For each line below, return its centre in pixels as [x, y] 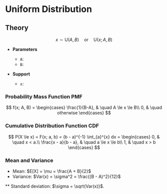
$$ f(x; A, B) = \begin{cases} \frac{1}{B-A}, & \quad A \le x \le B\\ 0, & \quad [84, 107]
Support [21, 74]
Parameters [25, 49]
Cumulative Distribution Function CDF [52, 126]
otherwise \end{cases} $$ [84, 113]
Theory [17, 28]
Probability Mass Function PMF [44, 96]
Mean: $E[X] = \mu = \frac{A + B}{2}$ [52, 171]
